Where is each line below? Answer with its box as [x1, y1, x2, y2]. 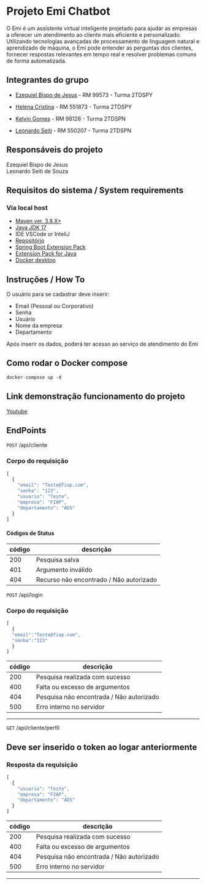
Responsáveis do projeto [6, 145, 103, 155]
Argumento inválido [36, 565, 93, 574]
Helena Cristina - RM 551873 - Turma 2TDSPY [15, 103, 132, 110]
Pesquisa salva [36, 555, 80, 564]
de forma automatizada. [6, 57, 67, 64]
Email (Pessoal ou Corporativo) [15, 302, 94, 310]
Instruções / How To [6, 274, 85, 284]
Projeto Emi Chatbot [6, 4, 110, 18]
